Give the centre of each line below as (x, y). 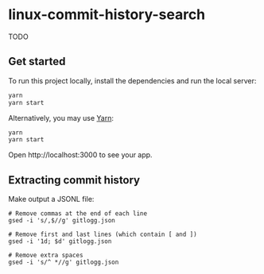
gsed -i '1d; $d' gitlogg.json (60, 241)
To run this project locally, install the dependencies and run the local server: (132, 80)
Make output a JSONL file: (51, 199)
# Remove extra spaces (46, 256)
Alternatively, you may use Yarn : (61, 118)
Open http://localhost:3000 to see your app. (80, 155)
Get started (37, 62)
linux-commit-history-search (107, 15)
